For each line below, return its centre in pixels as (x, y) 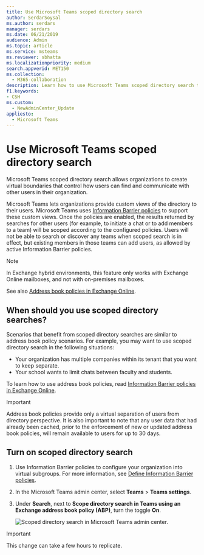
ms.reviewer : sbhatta (34, 57)
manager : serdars (28, 29)
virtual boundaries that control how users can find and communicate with (98, 186)
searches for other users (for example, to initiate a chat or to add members (100, 223)
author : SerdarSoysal (34, 18)
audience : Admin (27, 40)
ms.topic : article (29, 46)
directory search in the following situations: (60, 347)
